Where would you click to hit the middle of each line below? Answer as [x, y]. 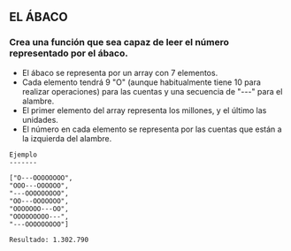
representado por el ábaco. [69, 53]
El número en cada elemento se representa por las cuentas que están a [152, 129]
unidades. [40, 119]
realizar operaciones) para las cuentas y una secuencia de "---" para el [152, 91]
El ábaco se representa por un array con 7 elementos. [120, 72]
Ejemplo [23, 155]
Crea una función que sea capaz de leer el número [119, 42]
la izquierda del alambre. [67, 138]
